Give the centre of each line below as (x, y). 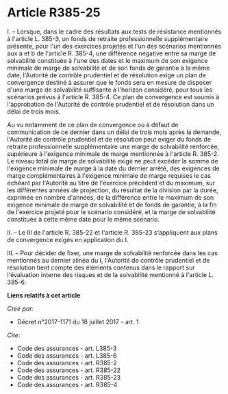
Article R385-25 (54, 13)
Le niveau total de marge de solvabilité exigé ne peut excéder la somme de (113, 161)
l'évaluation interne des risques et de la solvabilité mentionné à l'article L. (111, 274)
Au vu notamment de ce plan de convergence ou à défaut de (93, 124)
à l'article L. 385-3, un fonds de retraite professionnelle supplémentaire (107, 38)
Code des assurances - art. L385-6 (67, 355)
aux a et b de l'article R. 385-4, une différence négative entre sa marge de (112, 53)
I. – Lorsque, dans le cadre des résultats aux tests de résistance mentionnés (114, 31)
